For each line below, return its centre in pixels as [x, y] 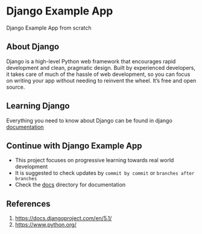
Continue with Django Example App [74, 146]
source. [16, 87]
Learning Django [38, 106]
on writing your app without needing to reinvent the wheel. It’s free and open [101, 80]
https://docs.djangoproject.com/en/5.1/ [63, 218]
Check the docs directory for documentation [70, 185]
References [28, 204]
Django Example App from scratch [49, 28]
